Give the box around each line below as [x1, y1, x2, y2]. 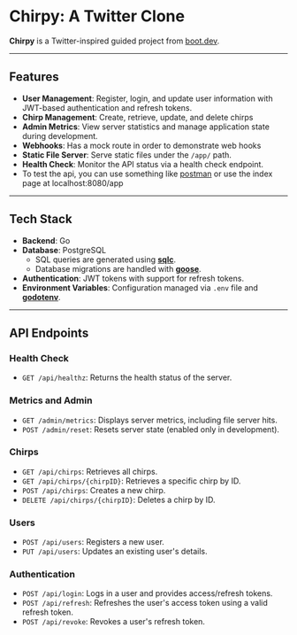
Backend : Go [21, 235, 71, 245]
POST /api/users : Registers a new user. [21, 537, 165, 547]
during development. [21, 130, 99, 141]
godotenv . [21, 291, 61, 302]
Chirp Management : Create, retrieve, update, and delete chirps [21, 112, 254, 122]
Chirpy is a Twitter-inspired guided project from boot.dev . [9, 35, 220, 46]
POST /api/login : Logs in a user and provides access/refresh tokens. [21, 588, 273, 599]
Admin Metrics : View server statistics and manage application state [21, 121, 270, 132]
